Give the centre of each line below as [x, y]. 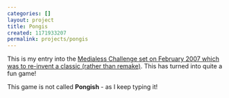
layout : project [31, 20]
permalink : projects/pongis [48, 39]
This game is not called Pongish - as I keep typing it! [83, 87]
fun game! [22, 74]
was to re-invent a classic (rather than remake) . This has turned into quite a [115, 66]
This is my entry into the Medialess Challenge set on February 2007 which [113, 59]
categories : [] [29, 13]
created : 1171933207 [37, 33]
